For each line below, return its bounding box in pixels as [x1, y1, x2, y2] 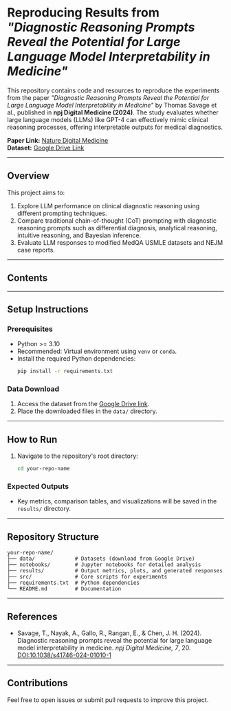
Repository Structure [7, 531, 100, 543]
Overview [7, 170, 50, 182]
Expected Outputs [7, 481, 69, 491]
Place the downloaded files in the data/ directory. [16, 407, 158, 415]
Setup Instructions [7, 303, 89, 315]
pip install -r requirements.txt [16, 368, 113, 375]
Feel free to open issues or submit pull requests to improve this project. [7, 695, 209, 704]
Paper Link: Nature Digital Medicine [7, 136, 109, 144]
